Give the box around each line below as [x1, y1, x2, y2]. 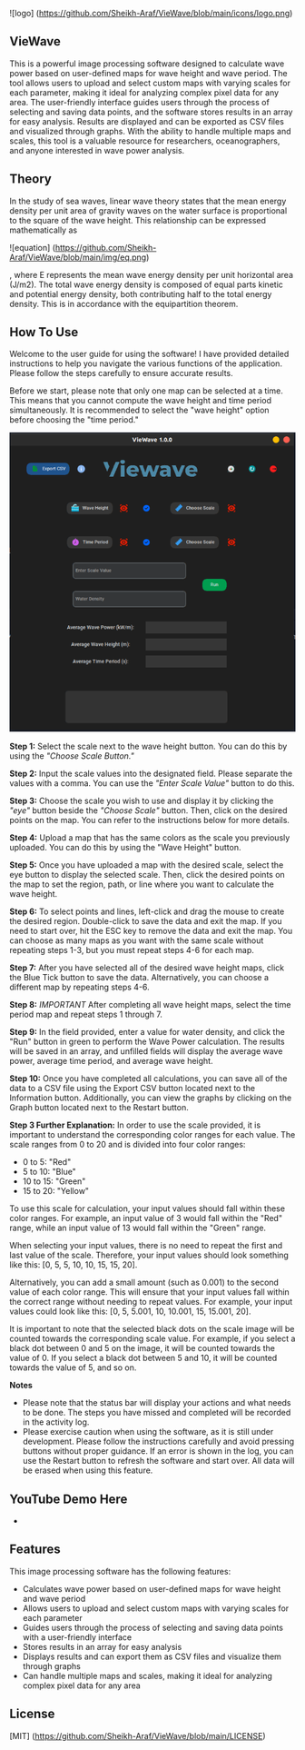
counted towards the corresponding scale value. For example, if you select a [9, 1333, 296, 1344]
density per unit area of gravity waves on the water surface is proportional [9, 204, 288, 216]
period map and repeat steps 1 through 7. [9, 1009, 163, 1020]
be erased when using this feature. [22, 1465, 153, 1476]
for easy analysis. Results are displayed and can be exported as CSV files [9, 115, 284, 126]
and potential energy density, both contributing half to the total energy [9, 288, 272, 299]
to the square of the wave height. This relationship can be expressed [9, 214, 266, 225]
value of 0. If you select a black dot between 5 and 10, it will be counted [9, 1353, 278, 1364]
